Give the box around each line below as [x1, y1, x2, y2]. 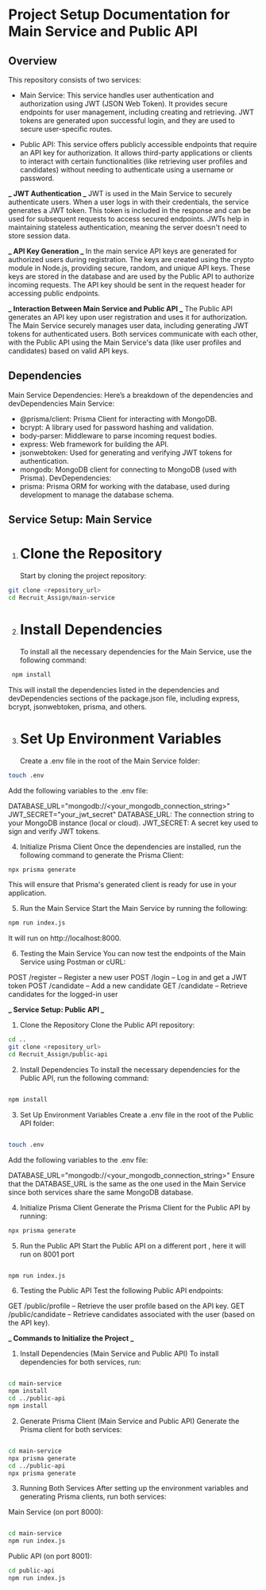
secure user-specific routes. [19, 125, 113, 133]
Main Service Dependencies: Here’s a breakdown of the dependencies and [8, 390, 253, 399]
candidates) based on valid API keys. [8, 346, 129, 355]
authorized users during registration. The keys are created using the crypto [8, 255, 254, 264]
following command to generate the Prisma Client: [19, 850, 184, 859]
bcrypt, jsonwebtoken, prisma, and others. [8, 701, 147, 712]
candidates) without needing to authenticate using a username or [19, 165, 234, 174]
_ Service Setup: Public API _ [8, 1005, 105, 1014]
